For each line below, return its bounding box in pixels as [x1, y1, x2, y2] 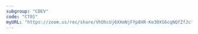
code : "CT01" [6, 14, 38, 20]
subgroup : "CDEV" [6, 8, 49, 14]
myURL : [6, 19, 22, 25]
